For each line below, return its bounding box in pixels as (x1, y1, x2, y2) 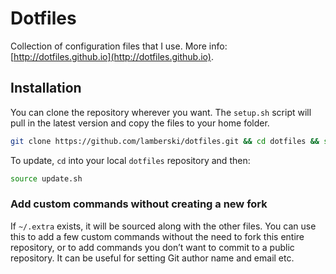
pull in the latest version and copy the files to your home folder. (10, 117, 270, 129)
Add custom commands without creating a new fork (10, 197, 268, 211)
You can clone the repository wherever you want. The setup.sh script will (10, 106, 312, 118)
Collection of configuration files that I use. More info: (10, 40, 228, 52)
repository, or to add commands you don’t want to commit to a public (10, 241, 295, 253)
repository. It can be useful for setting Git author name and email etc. (10, 252, 295, 264)
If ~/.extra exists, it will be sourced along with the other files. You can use (10, 220, 317, 232)
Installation (10, 80, 82, 97)
